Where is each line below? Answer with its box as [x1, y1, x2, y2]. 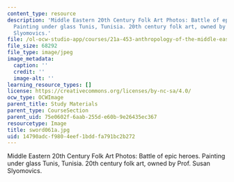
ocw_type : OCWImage [7, 94, 64, 101]
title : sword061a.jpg [7, 126, 70, 133]
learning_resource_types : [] [7, 81, 92, 88]
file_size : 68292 [7, 42, 58, 49]
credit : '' [13, 68, 45, 75]
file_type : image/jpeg [7, 49, 73, 56]
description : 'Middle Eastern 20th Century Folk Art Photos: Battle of [7, 17, 219, 24]
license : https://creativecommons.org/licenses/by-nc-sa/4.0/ [7, 88, 192, 94]
